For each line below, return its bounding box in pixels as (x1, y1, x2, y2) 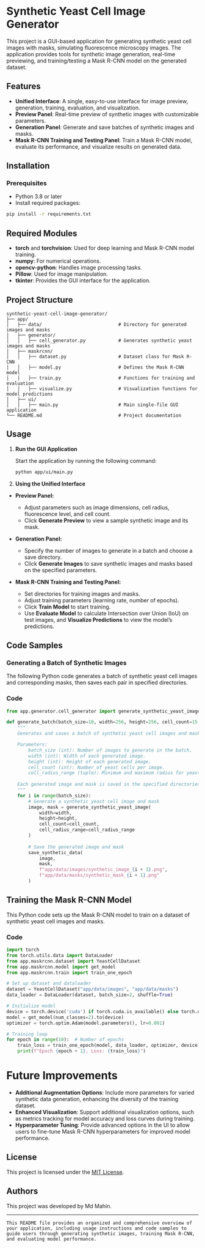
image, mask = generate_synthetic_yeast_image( (28, 804, 151, 810)
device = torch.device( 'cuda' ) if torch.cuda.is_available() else (6, 1008, 179, 1014)
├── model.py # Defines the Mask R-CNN (28, 364, 184, 371)
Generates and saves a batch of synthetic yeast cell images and (17, 731, 187, 737)
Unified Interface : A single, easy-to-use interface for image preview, (15, 97, 188, 105)
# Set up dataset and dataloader (6, 980, 92, 987)
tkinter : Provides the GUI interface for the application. (15, 277, 151, 284)
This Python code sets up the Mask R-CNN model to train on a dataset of (6, 911, 190, 918)
